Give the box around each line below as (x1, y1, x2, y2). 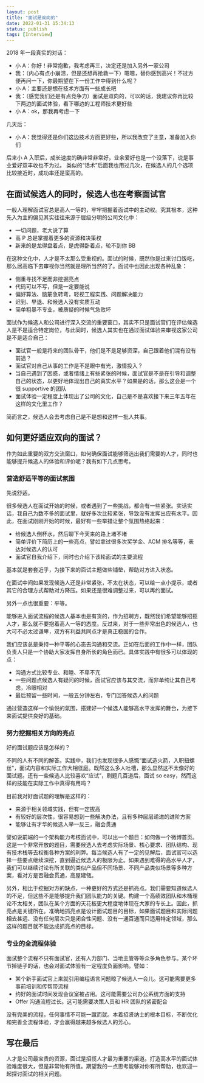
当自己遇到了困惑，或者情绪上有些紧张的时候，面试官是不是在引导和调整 (15, 370, 196, 377)
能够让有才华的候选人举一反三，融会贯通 (15, 821, 117, 828)
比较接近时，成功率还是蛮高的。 (6, 169, 86, 177)
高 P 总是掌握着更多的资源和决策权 (15, 234, 102, 241)
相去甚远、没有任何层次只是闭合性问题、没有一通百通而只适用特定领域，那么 (6, 915, 198, 922)
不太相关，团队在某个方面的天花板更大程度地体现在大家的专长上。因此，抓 (11, 900, 198, 907)
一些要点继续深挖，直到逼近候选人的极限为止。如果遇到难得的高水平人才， (11, 857, 198, 864)
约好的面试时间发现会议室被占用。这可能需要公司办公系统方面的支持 (15, 990, 186, 997)
